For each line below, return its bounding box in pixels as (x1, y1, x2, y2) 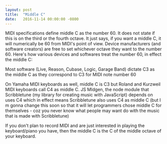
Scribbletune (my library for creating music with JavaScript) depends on (5, 92, 153, 98)
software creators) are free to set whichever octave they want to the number (5, 46, 162, 52)
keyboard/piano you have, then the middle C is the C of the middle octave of (5, 128, 162, 134)
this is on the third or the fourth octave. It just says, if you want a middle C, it (5, 35, 162, 41)
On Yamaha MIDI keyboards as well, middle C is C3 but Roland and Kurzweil (5, 81, 161, 87)
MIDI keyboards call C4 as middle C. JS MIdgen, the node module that (5, 87, 149, 93)
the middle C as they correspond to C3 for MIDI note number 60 (5, 72, 137, 78)
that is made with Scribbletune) (5, 113, 70, 119)
